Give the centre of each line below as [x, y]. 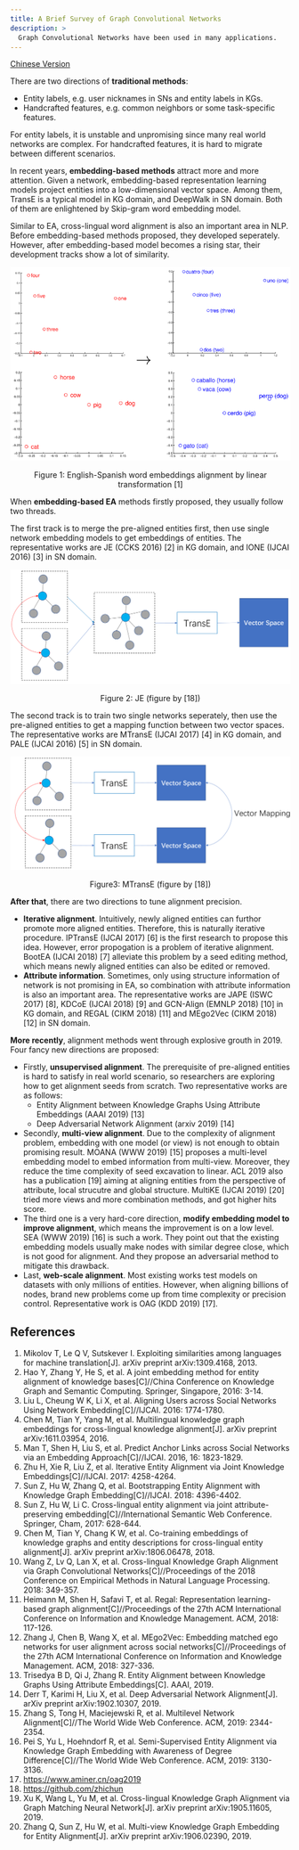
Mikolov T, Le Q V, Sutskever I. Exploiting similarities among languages [152, 1354]
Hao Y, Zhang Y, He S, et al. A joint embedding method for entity [141, 1372]
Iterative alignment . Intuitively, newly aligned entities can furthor [142, 919]
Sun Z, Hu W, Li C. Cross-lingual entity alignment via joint [128, 1505]
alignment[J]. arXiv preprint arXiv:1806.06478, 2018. [119, 1552]
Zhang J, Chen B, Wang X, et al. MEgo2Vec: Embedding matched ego [150, 1637]
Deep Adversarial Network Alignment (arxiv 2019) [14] [135, 1124]
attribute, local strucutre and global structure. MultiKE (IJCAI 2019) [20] [154, 1191]
